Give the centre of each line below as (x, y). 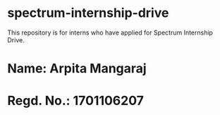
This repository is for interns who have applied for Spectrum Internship (110, 32)
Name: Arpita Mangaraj (77, 69)
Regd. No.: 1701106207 (76, 101)
